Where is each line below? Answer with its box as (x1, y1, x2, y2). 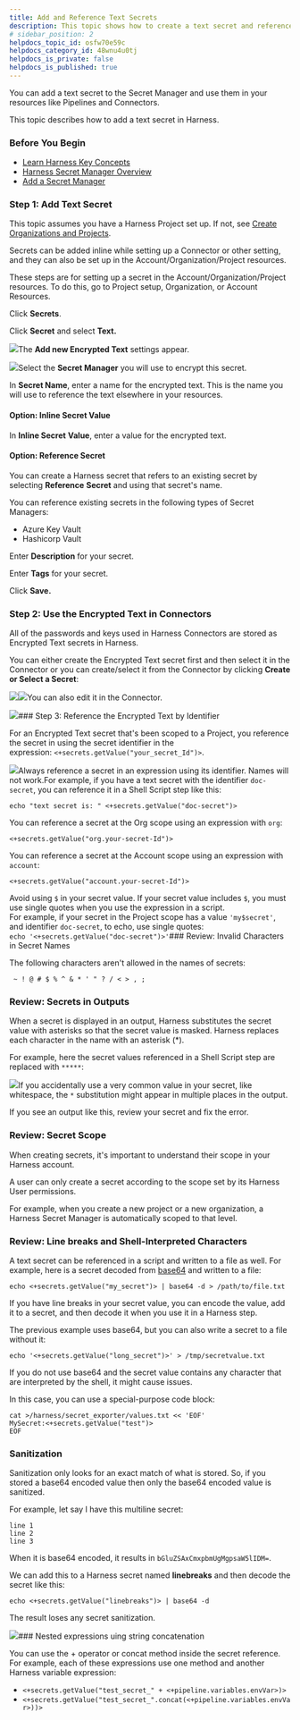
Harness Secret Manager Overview (21, 166, 152, 177)
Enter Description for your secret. (9, 551, 134, 561)
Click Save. (9, 585, 52, 595)
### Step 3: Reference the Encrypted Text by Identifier (18, 711, 221, 721)
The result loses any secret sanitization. (9, 1613, 156, 1623)
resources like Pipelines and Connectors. (9, 97, 161, 107)
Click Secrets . (9, 308, 62, 319)
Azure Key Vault (21, 524, 82, 535)
